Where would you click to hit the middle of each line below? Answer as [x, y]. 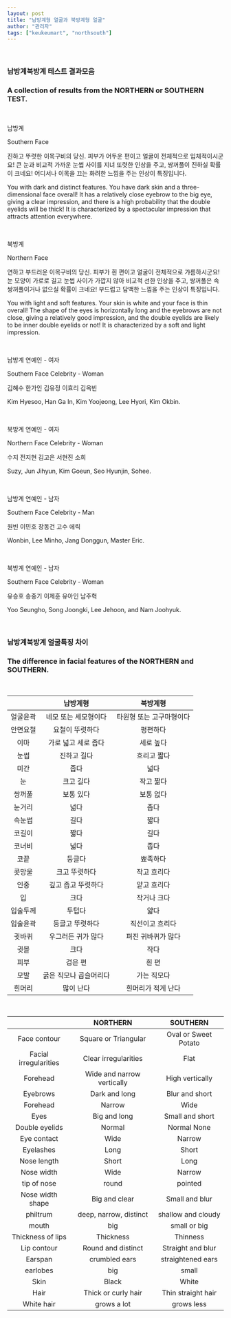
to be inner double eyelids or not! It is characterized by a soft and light [107, 325]
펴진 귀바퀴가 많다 [153, 936]
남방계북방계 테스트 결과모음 [51, 72]
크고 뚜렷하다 [76, 871]
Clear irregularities [113, 1058]
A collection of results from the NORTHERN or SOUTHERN [106, 90]
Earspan [39, 1259]
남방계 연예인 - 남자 [33, 499]
